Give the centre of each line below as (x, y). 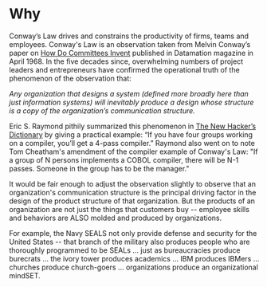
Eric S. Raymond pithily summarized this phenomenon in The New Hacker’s (133, 126)
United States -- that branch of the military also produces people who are (130, 242)
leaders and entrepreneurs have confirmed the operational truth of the (124, 69)
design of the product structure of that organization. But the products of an (132, 201)
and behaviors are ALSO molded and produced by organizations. (116, 218)
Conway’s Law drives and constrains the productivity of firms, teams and (129, 36)
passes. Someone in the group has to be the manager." (99, 168)
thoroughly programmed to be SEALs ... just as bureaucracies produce (125, 250)
